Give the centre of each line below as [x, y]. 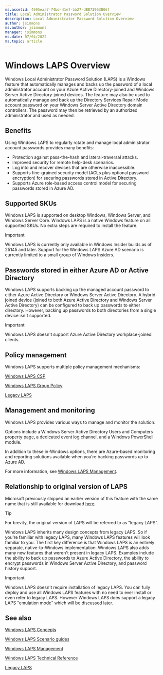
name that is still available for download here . [50, 504]
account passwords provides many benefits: [49, 147]
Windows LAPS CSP [25, 376]
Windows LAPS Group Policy [34, 386]
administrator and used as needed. [40, 115]
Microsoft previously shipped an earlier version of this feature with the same [81, 498]
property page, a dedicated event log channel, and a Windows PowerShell [79, 437]
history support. [21, 568]
